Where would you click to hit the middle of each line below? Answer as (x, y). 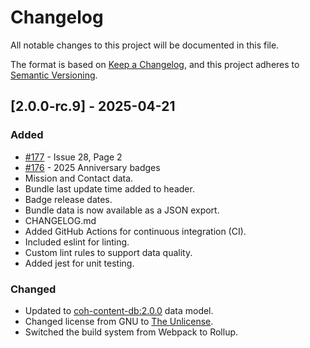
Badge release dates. (68, 199)
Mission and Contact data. (79, 178)
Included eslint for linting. (77, 242)
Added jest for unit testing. (79, 263)
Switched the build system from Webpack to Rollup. (131, 332)
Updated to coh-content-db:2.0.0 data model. (119, 310)
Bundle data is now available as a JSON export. (122, 210)
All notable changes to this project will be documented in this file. (145, 45)
